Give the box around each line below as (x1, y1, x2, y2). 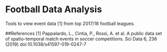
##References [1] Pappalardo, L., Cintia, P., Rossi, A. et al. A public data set (5, 30, 162, 36)
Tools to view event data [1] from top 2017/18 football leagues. (5, 20, 135, 27)
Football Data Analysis (5, 4, 103, 15)
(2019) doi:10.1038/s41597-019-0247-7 (5, 41, 86, 47)
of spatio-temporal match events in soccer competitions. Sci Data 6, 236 (5, 36, 157, 42)
